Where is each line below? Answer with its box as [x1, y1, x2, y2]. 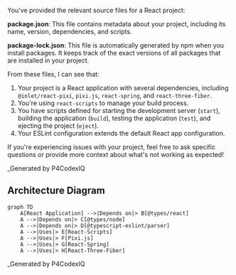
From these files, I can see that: [7, 70, 100, 78]
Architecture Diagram [7, 185, 105, 197]
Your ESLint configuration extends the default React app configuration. [17, 129, 225, 137]
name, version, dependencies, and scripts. [7, 28, 132, 36]
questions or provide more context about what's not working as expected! [7, 151, 224, 158]
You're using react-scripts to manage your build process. [17, 99, 189, 107]
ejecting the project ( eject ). [17, 122, 100, 130]
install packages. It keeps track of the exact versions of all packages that [7, 49, 221, 57]
